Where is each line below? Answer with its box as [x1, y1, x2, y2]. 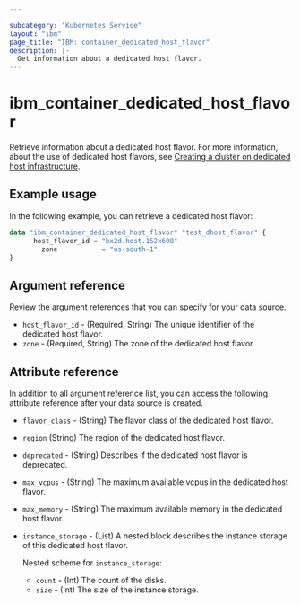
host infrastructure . [9, 161, 81, 171]
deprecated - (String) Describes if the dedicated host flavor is [21, 450, 248, 460]
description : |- [9, 46, 70, 55]
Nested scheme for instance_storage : [21, 557, 163, 568]
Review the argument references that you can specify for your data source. [9, 302, 287, 312]
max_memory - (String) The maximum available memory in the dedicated [21, 503, 283, 514]
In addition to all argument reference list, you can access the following [9, 388, 269, 398]
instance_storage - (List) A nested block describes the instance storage [21, 530, 288, 541]
